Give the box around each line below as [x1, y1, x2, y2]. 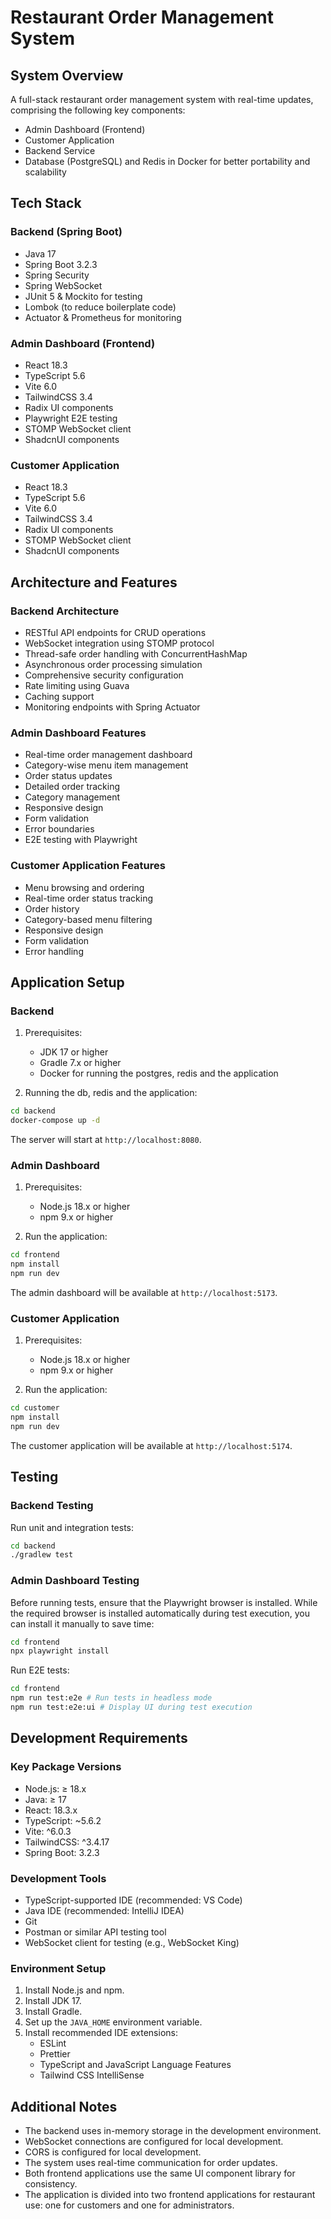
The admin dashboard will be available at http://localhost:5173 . [10, 1286, 278, 1298]
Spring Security [24, 269, 90, 281]
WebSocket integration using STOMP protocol [24, 637, 215, 649]
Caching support [24, 690, 95, 702]
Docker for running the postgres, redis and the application [39, 1067, 279, 1080]
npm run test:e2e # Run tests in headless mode [10, 1693, 213, 1703]
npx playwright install [10, 1646, 110, 1656]
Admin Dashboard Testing [10, 1574, 140, 1588]
